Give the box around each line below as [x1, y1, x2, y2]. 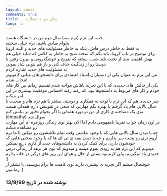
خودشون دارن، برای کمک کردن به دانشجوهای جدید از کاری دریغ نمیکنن [5, 140, 135, 146]
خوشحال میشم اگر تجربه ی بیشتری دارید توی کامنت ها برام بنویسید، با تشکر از [5, 161, 150, 167]
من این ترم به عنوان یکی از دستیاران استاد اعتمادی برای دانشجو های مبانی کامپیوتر [5, 71, 158, 77]
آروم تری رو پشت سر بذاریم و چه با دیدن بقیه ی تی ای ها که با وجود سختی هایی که [5, 135, 158, 141]
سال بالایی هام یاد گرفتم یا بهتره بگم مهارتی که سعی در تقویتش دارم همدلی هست [5, 103, 156, 109]
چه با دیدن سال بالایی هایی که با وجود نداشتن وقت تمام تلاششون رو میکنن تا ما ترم [5, 130, 158, 135]
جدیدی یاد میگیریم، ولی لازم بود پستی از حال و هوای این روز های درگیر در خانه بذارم [5, 151, 160, 157]
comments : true [5, 12, 37, 17]
